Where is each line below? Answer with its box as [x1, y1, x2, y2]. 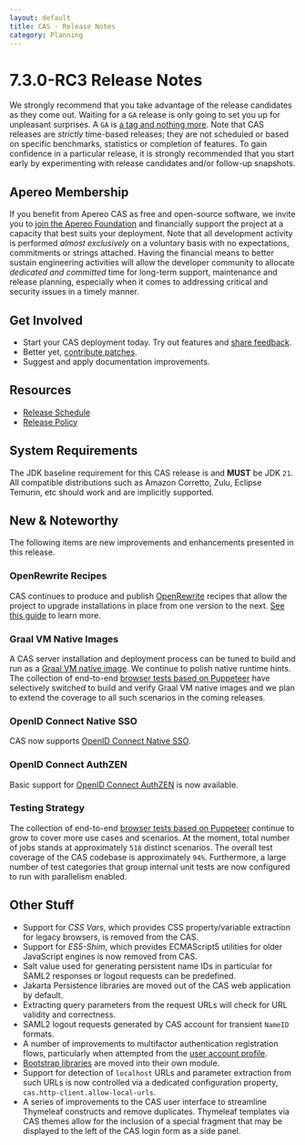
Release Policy [22, 416, 78, 427]
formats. [22, 1028, 55, 1039]
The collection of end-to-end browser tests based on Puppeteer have [9, 672, 270, 683]
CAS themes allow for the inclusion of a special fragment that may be [22, 1115, 283, 1127]
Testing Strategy [9, 802, 85, 815]
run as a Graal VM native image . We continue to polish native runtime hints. [9, 662, 291, 673]
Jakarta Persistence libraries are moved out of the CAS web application [22, 980, 291, 991]
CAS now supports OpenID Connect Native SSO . [9, 735, 191, 746]
